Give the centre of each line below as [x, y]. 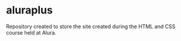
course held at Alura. [31, 32]
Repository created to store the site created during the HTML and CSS [91, 26]
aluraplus [29, 10]
